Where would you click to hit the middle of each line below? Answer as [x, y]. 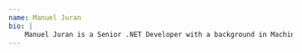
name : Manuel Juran [45, 18]
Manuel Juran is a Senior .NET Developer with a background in [146, 34]
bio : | [21, 26]
